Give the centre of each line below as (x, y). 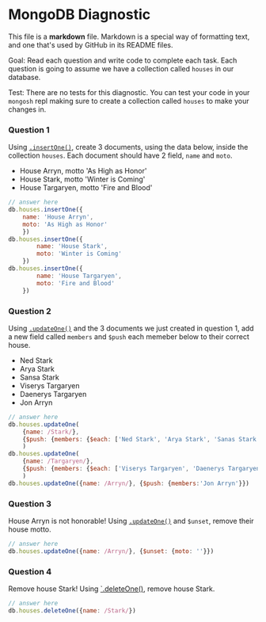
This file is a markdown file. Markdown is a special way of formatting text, (129, 36)
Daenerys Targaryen (53, 394)
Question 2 (30, 311)
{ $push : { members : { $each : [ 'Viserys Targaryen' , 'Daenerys (123, 469)
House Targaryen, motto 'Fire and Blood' (86, 188)
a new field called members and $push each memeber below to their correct (129, 336)
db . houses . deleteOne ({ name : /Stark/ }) (72, 611)
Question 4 (30, 571)
